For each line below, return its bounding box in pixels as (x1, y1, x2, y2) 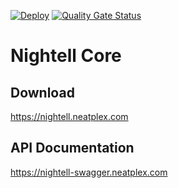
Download (10, 84, 75, 101)
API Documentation (10, 140, 135, 157)
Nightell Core (10, 45, 122, 67)
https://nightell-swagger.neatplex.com (10, 166, 168, 178)
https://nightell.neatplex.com (10, 111, 129, 122)
